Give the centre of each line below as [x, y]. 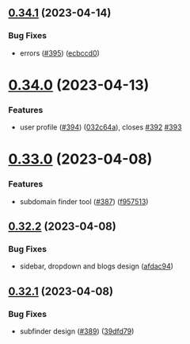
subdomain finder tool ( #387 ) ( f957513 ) [84, 201]
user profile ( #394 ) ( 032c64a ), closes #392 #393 [101, 127]
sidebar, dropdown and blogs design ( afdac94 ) [97, 266]
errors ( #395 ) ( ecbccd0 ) [60, 53]
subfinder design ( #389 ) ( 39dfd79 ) [77, 331]
